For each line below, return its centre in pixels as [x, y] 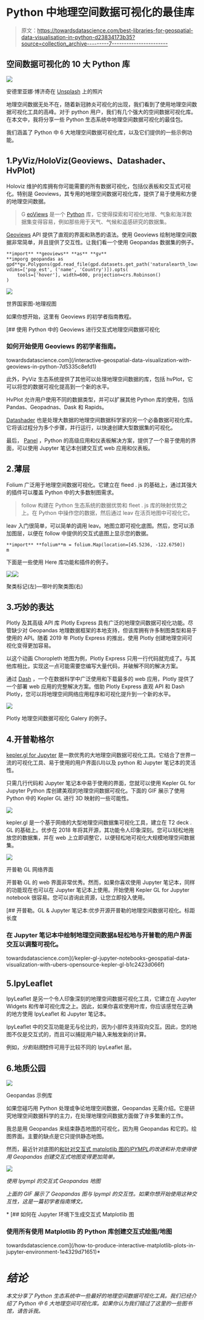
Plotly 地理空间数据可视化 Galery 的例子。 [58, 719]
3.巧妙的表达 [30, 607]
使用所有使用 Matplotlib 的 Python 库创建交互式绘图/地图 [89, 1231]
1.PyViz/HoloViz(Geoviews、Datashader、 [88, 161]
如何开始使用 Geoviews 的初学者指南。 [63, 346]
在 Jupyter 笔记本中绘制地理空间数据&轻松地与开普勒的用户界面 [99, 936]
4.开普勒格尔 [30, 739]
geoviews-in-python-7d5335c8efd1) [51, 366]
